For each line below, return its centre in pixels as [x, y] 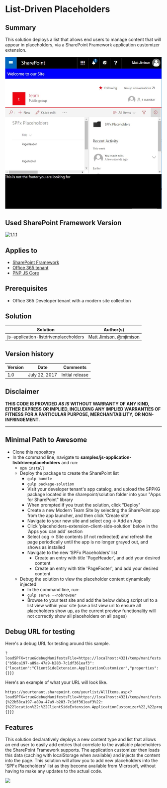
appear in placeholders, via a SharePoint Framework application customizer [83, 45]
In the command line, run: [53, 589]
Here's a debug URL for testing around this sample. [58, 644]
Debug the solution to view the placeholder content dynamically [85, 579]
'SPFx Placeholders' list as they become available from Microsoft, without [81, 766]
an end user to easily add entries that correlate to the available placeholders [83, 745]
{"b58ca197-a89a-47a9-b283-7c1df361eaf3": [50, 663]
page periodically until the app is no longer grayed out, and [87, 542]
